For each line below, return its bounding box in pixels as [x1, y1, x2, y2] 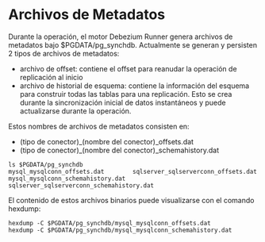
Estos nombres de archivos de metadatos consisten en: [8, 121, 190, 131]
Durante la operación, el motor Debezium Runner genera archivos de [8, 32, 233, 41]
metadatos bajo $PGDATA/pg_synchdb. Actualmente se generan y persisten [8, 40, 258, 49]
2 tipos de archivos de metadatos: [8, 48, 120, 58]
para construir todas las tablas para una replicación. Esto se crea [19, 89, 232, 98]
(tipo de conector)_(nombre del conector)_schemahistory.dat [19, 145, 220, 155]
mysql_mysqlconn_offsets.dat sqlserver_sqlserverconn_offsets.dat [8, 167, 258, 175]
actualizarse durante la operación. [19, 106, 132, 116]
